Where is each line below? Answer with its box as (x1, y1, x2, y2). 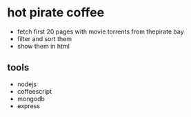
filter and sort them (17, 34, 72, 42)
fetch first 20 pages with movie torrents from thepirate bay (17, 27, 184, 36)
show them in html (17, 42, 70, 50)
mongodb (17, 94, 45, 103)
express (17, 101, 40, 110)
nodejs (17, 80, 37, 88)
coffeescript (17, 87, 52, 95)
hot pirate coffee (7, 5, 105, 21)
